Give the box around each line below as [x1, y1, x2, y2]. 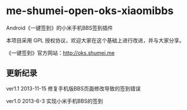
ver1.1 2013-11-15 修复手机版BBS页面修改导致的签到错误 [6, 85, 141, 92]
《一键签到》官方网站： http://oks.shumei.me [6, 49, 115, 56]
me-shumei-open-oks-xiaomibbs [6, 4, 174, 18]
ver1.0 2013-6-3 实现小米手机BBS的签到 [6, 97, 103, 104]
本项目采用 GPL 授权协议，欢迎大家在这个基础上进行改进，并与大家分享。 [6, 36, 185, 44]
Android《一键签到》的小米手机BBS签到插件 [6, 24, 113, 31]
